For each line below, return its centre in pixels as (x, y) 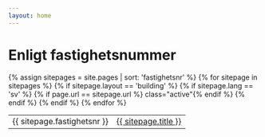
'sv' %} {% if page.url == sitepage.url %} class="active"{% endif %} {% (127, 94)
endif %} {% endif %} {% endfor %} (67, 102)
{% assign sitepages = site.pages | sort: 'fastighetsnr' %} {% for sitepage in (133, 77)
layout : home (30, 16)
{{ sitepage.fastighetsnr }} (61, 121)
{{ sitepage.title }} (149, 121)
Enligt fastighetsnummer (93, 55)
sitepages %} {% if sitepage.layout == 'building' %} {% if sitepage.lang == (131, 85)
